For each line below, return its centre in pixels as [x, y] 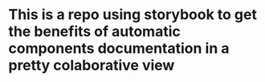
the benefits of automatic [94, 31]
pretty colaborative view [92, 66]
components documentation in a [119, 49]
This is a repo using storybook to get [132, 15]
